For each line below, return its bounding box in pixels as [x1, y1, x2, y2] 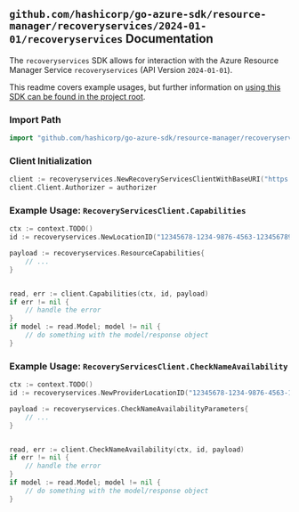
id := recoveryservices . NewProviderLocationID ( [9, 388, 190, 397]
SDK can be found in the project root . [9, 91, 146, 102]
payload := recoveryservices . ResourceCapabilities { [9, 249, 205, 258]
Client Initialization [9, 154, 93, 167]
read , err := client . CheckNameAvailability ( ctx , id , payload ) [9, 445, 245, 454]
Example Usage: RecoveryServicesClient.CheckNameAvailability [9, 360, 288, 372]
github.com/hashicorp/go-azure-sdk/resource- [9, 8, 267, 21]
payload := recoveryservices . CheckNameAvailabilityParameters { [9, 404, 249, 413]
